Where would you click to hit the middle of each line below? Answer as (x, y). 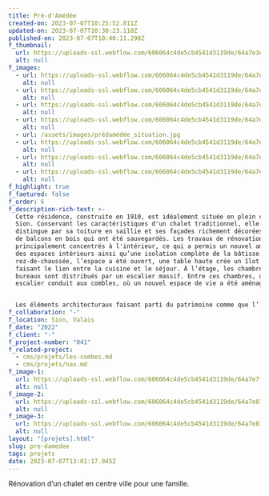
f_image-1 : (26, 372)
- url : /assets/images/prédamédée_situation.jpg (98, 134)
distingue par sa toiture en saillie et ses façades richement (123, 232)
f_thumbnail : (30, 46)
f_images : (25, 68)
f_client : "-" (32, 334)
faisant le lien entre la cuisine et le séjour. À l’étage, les (125, 269)
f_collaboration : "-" (44, 313)
